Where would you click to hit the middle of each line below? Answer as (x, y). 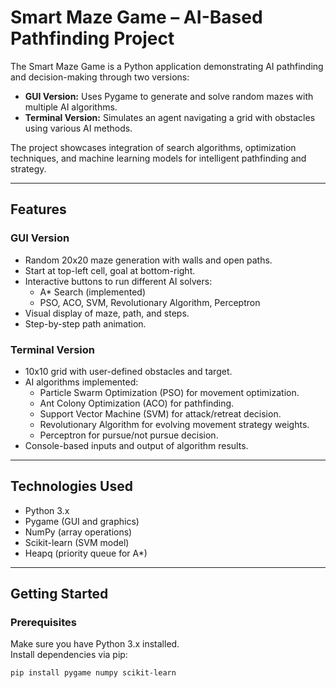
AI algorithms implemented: (81, 382)
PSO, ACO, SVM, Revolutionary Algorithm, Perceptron (150, 302)
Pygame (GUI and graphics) (82, 521)
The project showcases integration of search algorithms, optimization (153, 147)
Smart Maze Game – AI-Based (136, 17)
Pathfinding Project (92, 38)
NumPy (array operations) (78, 532)
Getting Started (59, 594)
